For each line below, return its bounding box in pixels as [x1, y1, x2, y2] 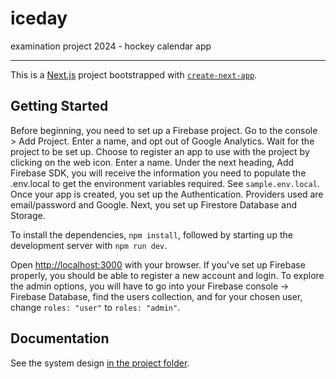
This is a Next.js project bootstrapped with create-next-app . [10, 68, 258, 81]
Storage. [10, 209, 46, 221]
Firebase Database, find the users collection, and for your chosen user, [10, 290, 303, 302]
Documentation [10, 330, 110, 347]
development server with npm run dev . [10, 239, 168, 251]
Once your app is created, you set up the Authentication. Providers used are [10, 188, 324, 200]
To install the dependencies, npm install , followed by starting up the [10, 228, 293, 241]
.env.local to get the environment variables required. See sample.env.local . [10, 177, 320, 189]
